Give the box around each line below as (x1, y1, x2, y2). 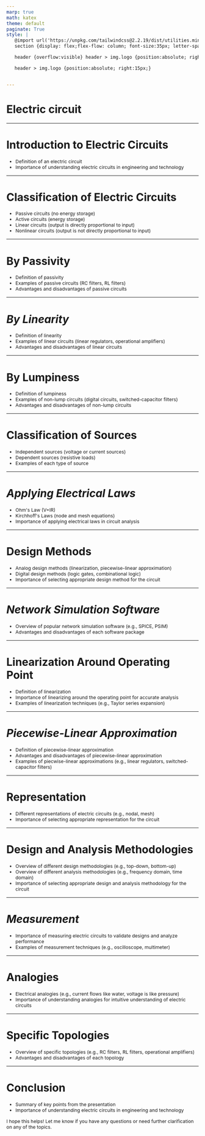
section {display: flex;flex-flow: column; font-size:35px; (14, 43, 171, 50)
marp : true (6, 9, 34, 15)
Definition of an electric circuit (15, 158, 82, 165)
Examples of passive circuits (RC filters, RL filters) (15, 280, 126, 286)
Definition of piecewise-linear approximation (15, 746, 114, 753)
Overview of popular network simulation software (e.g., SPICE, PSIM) (15, 623, 168, 629)
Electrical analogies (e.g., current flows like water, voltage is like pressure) (15, 990, 180, 997)
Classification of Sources (6, 428, 137, 443)
